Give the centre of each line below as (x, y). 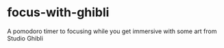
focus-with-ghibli (58, 13)
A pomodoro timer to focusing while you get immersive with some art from (112, 31)
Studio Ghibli (25, 38)
